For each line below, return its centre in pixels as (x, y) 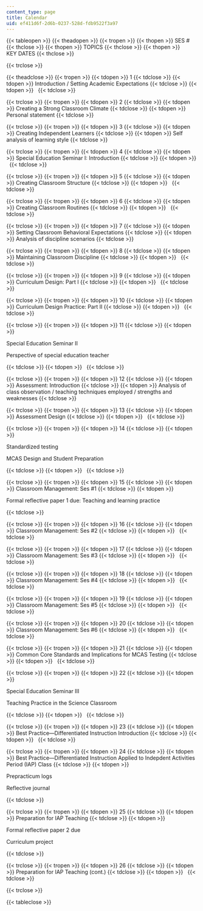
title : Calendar (27, 18)
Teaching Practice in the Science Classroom (62, 703)
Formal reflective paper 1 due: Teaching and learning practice (83, 500)
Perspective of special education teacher (58, 355)
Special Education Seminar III (43, 691)
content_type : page (31, 12)
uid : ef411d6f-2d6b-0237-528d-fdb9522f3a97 (62, 23)
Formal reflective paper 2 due (43, 830)
